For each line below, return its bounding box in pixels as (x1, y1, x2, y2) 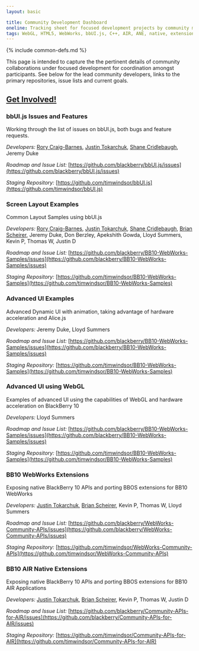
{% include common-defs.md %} (6, 47, 87, 54)
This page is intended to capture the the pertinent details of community (6, 58, 180, 65)
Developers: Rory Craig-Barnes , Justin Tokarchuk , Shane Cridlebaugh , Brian (6, 225, 192, 232)
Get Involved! (6, 94, 57, 104)
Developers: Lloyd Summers (6, 414, 75, 421)
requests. (6, 132, 30, 139)
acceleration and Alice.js (6, 314, 66, 321)
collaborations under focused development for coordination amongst (6, 65, 175, 72)
